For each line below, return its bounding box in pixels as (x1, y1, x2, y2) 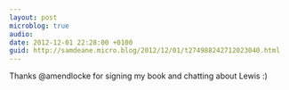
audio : (9, 29, 34, 38)
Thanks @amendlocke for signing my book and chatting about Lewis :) (9, 70, 269, 81)
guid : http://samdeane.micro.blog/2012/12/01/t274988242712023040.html (9, 46, 280, 55)
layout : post (9, 12, 58, 22)
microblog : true (9, 21, 69, 30)
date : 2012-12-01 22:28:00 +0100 (9, 37, 133, 47)
